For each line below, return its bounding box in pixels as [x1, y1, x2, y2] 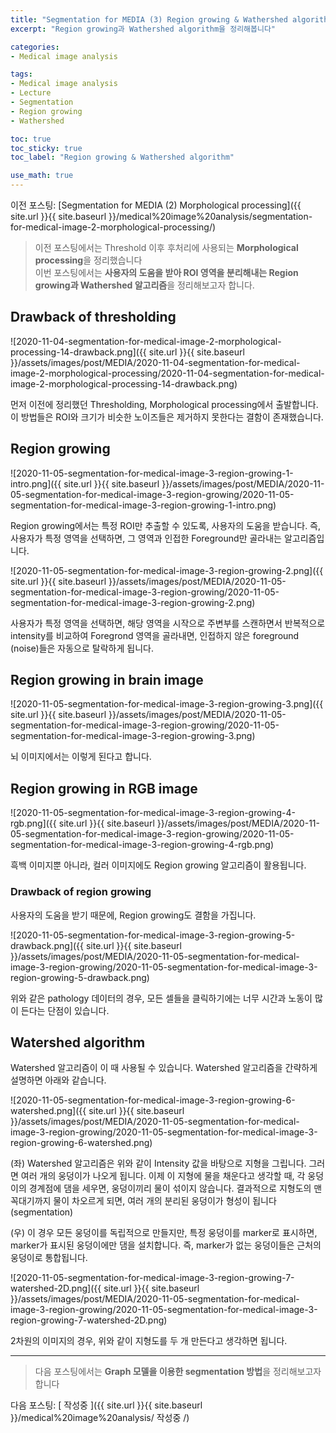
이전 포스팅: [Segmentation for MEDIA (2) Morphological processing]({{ [10, 199, 302, 211]
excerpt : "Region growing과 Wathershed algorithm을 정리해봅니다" [10, 24, 277, 34]
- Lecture [10, 88, 52, 98]
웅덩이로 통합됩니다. [10, 1252, 88, 1264]
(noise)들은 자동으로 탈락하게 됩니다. [10, 642, 154, 654]
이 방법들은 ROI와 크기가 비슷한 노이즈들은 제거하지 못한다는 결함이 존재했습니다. [10, 411, 324, 423]
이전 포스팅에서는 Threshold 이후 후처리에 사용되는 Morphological [34, 242, 299, 253]
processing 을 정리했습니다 [34, 254, 143, 266]
